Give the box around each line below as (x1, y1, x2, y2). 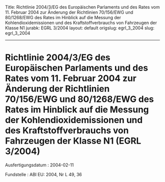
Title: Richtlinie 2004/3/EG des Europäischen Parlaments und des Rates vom (5, 4, 160, 10)
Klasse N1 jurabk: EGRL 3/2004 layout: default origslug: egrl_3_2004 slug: (5, 25, 155, 31)
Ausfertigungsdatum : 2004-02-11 (5, 162, 74, 168)
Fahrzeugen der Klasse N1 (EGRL (5, 135, 141, 147)
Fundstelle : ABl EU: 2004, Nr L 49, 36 (5, 171, 82, 177)
